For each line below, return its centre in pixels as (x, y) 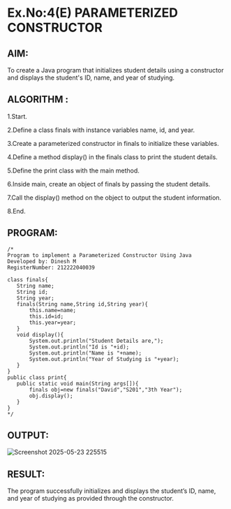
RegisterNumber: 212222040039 (51, 267)
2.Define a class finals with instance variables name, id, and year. (101, 130)
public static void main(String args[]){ (77, 383)
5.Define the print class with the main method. (73, 170)
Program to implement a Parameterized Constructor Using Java (99, 255)
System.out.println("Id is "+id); (79, 347)
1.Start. (17, 116)
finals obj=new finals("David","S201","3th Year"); (106, 390)
